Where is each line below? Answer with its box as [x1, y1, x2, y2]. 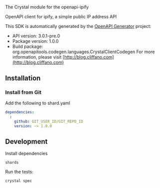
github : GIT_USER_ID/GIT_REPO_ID [14, 119, 83, 124]
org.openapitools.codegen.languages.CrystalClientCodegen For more [12, 49, 155, 55]
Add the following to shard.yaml [5, 100, 71, 106]
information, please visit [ [12, 54, 65, 60]
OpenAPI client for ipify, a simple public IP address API [5, 14, 117, 20]
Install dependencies [5, 151, 48, 157]
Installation [5, 74, 41, 82]
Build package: [12, 44, 43, 50]
